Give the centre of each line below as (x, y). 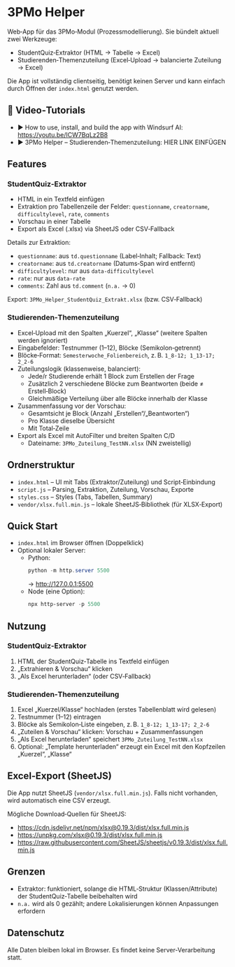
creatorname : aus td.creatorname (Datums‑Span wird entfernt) (106, 264)
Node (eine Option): (56, 591)
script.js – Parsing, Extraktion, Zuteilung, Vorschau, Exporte (106, 489)
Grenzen (26, 872)
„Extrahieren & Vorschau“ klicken (65, 668)
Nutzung (27, 626)
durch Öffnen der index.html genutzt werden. (73, 88)
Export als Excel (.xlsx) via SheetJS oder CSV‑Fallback (96, 229)
